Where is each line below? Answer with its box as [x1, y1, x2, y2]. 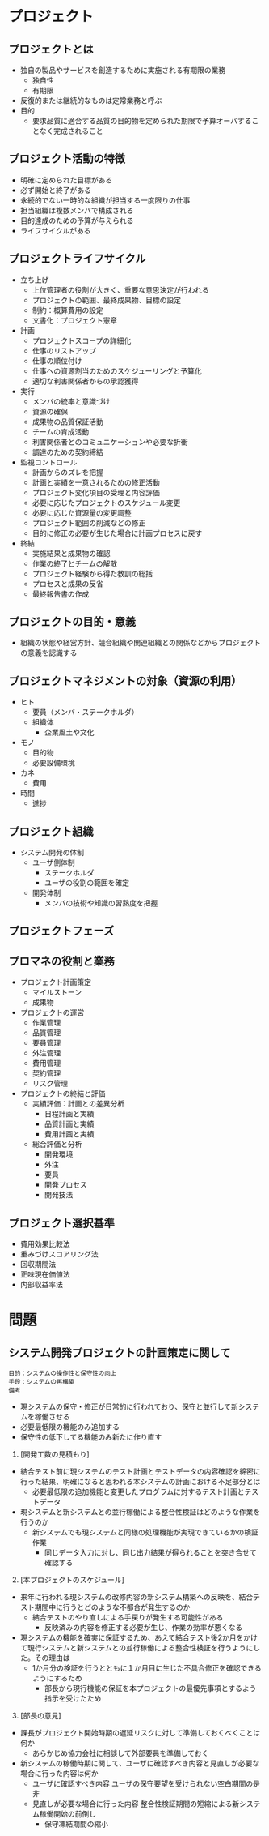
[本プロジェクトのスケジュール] [19, 1575, 125, 1585]
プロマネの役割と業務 [8, 954, 115, 968]
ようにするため [32, 1673, 82, 1683]
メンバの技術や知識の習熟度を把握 [44, 898, 158, 908]
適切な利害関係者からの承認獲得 [32, 376, 139, 386]
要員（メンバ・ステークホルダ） [32, 707, 139, 717]
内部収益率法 [19, 1280, 63, 1290]
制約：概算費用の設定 [32, 305, 103, 315]
